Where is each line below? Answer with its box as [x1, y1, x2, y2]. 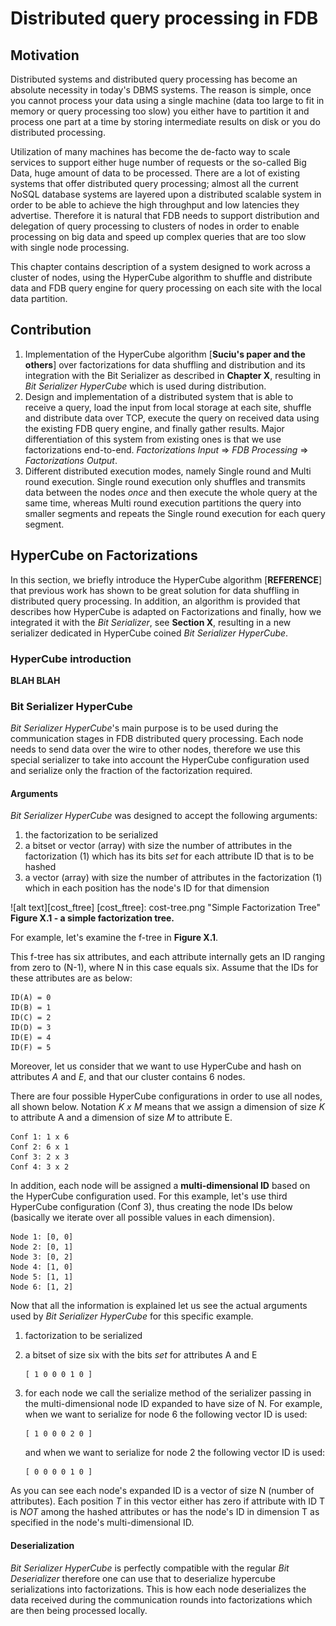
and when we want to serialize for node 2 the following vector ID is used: [24, 1447, 325, 1459]
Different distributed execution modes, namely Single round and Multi [24, 465, 312, 477]
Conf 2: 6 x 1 [10, 1142, 70, 1152]
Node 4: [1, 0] [10, 1262, 74, 1272]
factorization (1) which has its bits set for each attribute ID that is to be [24, 850, 315, 862]
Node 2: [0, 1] [10, 1242, 74, 1252]
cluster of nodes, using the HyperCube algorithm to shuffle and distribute [10, 272, 313, 283]
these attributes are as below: [10, 972, 133, 984]
